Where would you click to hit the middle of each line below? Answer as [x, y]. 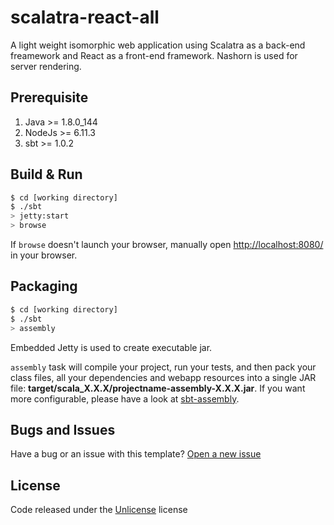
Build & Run [46, 174]
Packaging [44, 286]
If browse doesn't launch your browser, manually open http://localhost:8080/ [167, 245]
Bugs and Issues [63, 429]
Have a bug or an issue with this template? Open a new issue [136, 454]
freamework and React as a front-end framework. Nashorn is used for [154, 55]
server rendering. [46, 66]
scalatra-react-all [85, 17]
